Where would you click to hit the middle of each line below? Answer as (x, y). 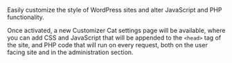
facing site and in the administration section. (70, 52)
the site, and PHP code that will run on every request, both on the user (107, 45)
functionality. (26, 17)
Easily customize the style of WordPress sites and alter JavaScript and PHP (115, 10)
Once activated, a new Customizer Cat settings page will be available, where (116, 30)
